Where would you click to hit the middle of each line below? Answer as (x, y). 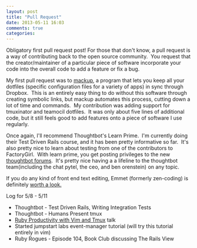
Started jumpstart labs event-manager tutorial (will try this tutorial (94, 226)
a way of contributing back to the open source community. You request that (98, 57)
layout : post (22, 11)
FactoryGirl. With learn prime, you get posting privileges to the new (88, 154)
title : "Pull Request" (34, 17)
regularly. (18, 124)
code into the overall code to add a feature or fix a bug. (73, 69)
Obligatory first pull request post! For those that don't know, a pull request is (98, 50)
